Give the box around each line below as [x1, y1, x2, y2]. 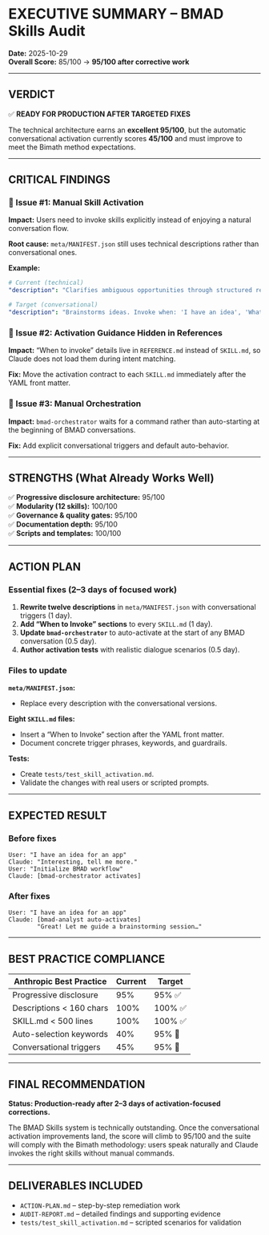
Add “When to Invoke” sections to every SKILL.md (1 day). [19, 620, 214, 629]
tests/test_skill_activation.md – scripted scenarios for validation [19, 1217, 242, 1227]
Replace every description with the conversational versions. [19, 699, 218, 709]
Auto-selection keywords [12, 1029, 108, 1040]
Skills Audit [8, 22, 86, 40]
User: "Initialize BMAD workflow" [8, 865, 124, 873]
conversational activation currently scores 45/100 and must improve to [8, 133, 243, 143]
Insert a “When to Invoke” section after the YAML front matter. [19, 729, 224, 739]
